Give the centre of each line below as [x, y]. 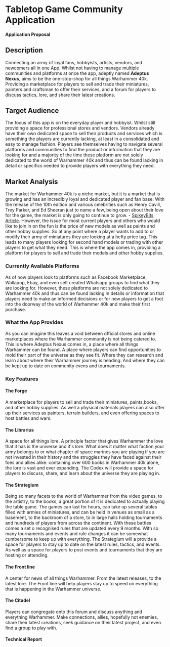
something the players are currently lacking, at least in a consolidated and [82, 139]
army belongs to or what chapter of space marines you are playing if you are [85, 452]
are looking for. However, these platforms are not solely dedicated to [77, 288]
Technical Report [24, 639]
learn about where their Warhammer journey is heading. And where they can [85, 360]
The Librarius [20, 430]
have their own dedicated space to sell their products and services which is [84, 134]
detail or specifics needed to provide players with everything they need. [80, 166]
